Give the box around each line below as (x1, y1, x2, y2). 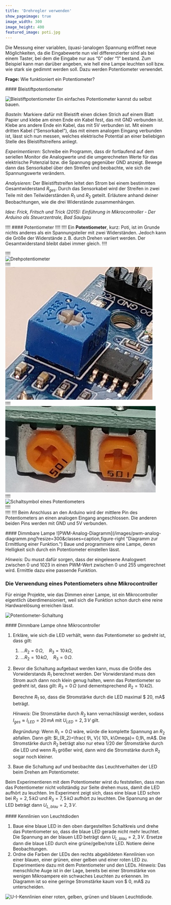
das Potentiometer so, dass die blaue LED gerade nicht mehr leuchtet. (12, 828, 160, 834)
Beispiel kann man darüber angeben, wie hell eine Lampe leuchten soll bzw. (5, 61, 165, 67)
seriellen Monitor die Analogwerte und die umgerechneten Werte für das (5, 154, 158, 160)
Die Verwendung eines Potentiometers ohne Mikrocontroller (5, 580, 158, 587)
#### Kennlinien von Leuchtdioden (5, 813, 79, 819)
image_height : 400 (5, 25, 44, 30)
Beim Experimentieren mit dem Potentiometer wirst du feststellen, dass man (5, 779, 165, 785)
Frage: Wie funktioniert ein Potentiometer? (5, 76, 95, 82)
